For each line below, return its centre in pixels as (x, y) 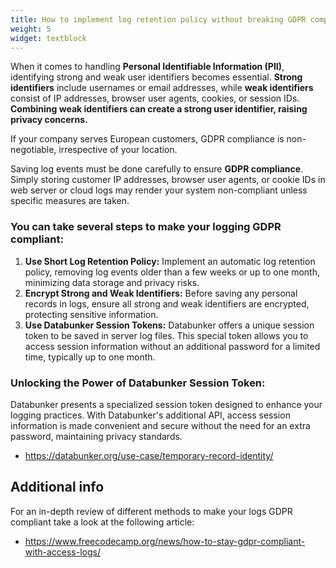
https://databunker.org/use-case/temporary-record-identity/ (149, 455)
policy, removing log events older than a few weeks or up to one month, (172, 272)
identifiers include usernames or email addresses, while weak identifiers (162, 88)
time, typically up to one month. (90, 357)
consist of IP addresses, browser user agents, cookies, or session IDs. (155, 98)
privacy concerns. (49, 120)
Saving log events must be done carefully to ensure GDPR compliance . (157, 169)
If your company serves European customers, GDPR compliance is (147, 139)
